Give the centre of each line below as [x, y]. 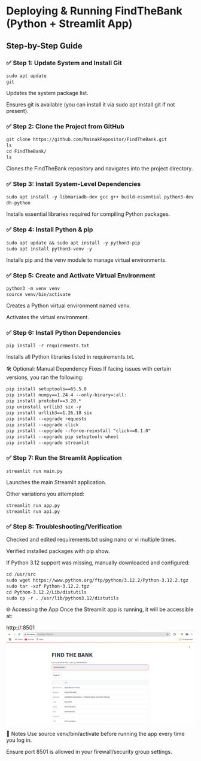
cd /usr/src [21, 574]
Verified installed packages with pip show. [58, 551]
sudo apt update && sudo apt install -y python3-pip [73, 243]
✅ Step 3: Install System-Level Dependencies [74, 184]
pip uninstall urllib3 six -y [44, 407]
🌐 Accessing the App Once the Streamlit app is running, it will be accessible [100, 609]
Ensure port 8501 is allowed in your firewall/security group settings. [89, 752]
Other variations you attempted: [45, 494]
